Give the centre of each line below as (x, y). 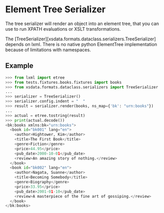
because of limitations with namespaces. (48, 50)
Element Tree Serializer (56, 9)
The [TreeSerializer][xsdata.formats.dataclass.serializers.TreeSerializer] (81, 39)
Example (19, 66)
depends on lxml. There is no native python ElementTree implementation (81, 44)
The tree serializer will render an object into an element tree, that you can (82, 23)
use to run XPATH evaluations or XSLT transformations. (63, 29)
